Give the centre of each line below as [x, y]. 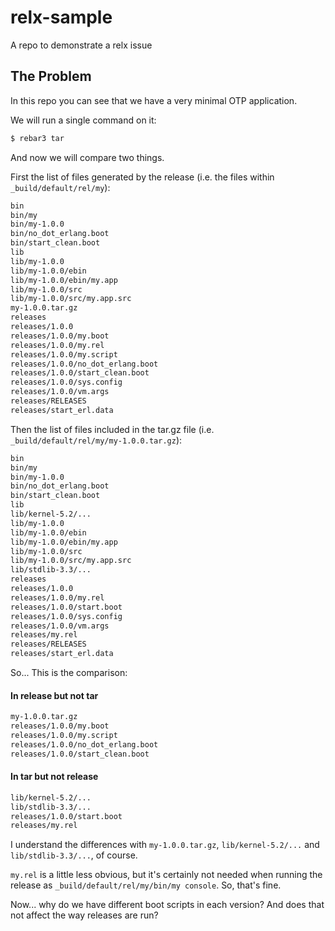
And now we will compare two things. [87, 157]
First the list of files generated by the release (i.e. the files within [142, 177]
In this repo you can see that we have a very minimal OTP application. [154, 100]
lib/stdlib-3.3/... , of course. [74, 855]
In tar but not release [54, 777]
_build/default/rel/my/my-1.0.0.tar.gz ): [96, 440]
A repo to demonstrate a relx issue [81, 45]
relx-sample [61, 17]
